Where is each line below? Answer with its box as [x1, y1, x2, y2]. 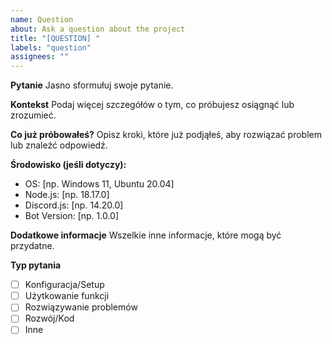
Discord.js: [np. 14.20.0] [24, 199, 124, 211]
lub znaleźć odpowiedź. [10, 139, 108, 151]
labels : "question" [10, 42, 92, 53]
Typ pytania [10, 259, 62, 271]
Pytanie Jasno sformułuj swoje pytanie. [10, 79, 174, 91]
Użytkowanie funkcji [24, 290, 110, 302]
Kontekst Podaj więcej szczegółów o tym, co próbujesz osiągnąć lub [10, 99, 295, 111]
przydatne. [10, 240, 55, 252]
